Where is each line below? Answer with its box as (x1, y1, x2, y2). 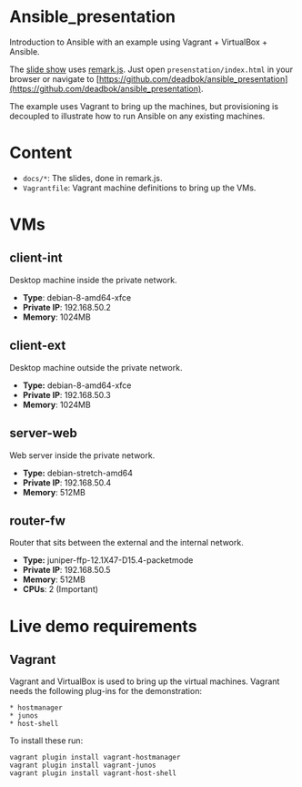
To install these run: (9, 735, 84, 746)
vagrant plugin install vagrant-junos (9, 761, 156, 771)
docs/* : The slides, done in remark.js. (22, 172, 163, 183)
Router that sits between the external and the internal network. (9, 537, 244, 548)
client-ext (9, 338, 66, 353)
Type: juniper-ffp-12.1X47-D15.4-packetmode (22, 555, 194, 566)
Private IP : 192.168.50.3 (22, 389, 111, 400)
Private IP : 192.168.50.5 (22, 565, 111, 576)
